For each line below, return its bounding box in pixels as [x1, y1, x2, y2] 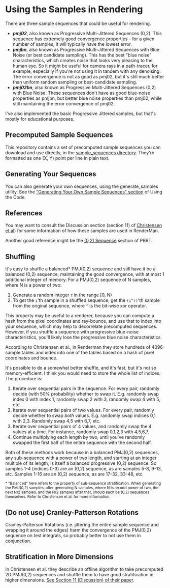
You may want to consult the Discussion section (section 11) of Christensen [5, 222, 162, 229]
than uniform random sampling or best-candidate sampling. [12, 79, 138, 85]
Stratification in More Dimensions [5, 552, 114, 561]
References [5, 209, 43, 217]
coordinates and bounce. [5, 355, 58, 361]
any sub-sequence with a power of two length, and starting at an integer [5, 455, 157, 461]
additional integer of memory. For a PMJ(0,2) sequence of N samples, [5, 276, 151, 283]
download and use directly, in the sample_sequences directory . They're [5, 149, 155, 156]
